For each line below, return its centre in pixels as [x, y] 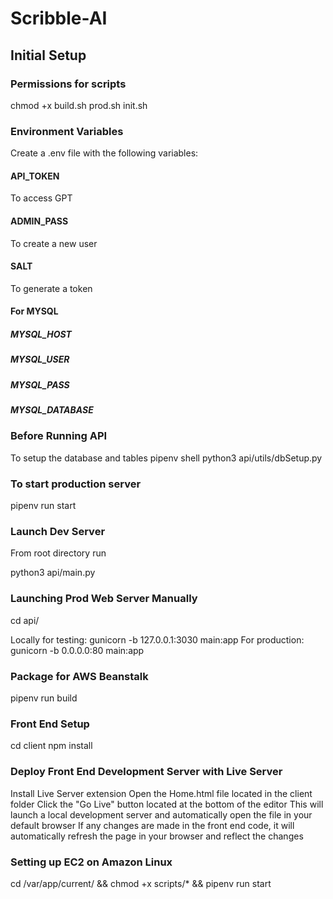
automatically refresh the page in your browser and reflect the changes [157, 836]
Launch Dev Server [58, 532]
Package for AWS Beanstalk [79, 676]
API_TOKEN [35, 176]
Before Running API [59, 436]
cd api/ [25, 620]
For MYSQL [34, 311]
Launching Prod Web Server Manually [104, 599]
